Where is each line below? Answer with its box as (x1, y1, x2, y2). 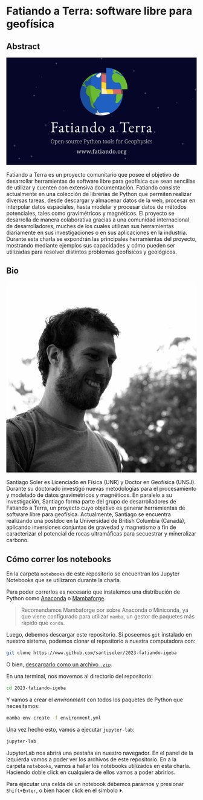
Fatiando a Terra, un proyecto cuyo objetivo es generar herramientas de (6, 504, 185, 512)
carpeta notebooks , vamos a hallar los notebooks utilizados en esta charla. (6, 762, 191, 769)
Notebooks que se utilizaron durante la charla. (6, 577, 121, 584)
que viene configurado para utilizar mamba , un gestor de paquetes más (21, 613, 195, 620)
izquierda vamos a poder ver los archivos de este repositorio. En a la (6, 755, 177, 763)
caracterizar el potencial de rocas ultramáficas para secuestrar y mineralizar (6, 530, 196, 537)
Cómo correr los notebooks (6, 554, 112, 564)
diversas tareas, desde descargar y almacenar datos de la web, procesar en (6, 197, 196, 204)
